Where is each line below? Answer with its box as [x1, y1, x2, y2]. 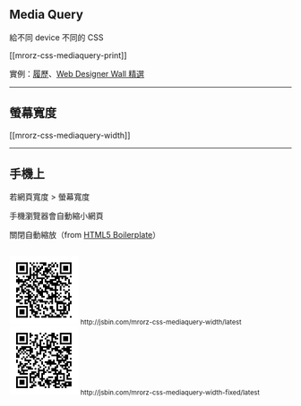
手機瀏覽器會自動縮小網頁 [9, 210, 104, 222]
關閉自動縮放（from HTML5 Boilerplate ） [9, 230, 161, 241]
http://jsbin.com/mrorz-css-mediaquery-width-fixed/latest [80, 388, 260, 397]
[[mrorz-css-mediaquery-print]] [9, 49, 127, 61]
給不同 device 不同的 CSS [9, 31, 104, 43]
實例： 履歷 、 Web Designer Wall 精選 [9, 68, 145, 79]
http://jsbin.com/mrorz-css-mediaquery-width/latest [80, 317, 242, 327]
